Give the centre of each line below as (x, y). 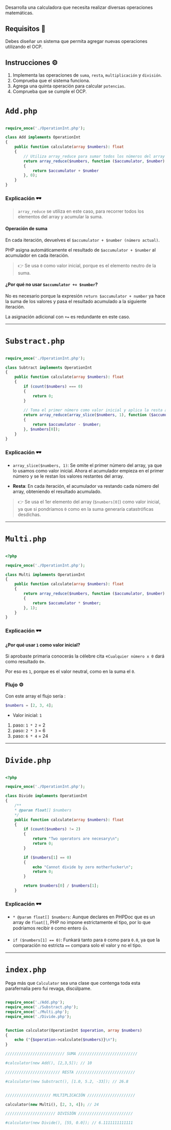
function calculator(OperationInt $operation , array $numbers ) (74, 1030)
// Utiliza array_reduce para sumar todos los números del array (94, 156)
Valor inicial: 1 (27, 715)
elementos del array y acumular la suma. (60, 217)
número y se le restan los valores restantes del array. (68, 476)
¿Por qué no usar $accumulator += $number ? (52, 285)
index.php (26, 970)
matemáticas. (20, 13)
